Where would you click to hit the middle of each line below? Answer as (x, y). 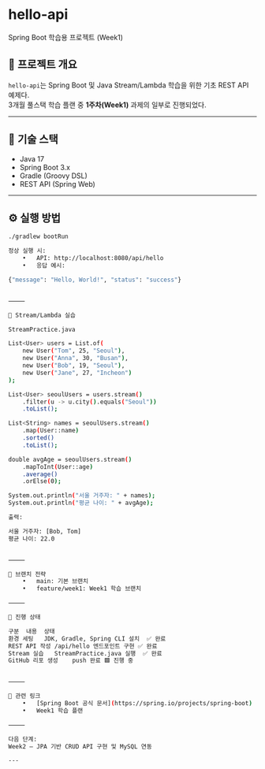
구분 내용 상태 (32, 631)
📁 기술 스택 (34, 139)
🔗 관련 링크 (24, 696)
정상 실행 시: (27, 251)
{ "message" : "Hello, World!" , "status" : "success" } (95, 280)
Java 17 (32, 158)
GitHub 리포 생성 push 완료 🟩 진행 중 (71, 661)
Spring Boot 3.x (45, 167)
